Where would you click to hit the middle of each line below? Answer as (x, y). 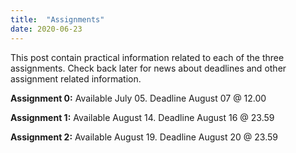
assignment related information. (76, 78)
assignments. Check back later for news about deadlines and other (148, 68)
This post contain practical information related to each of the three (147, 57)
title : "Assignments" (57, 19)
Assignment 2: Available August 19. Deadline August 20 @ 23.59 (144, 137)
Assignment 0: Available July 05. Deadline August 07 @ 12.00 (138, 98)
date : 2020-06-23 (46, 29)
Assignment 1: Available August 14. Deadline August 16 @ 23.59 (142, 117)
